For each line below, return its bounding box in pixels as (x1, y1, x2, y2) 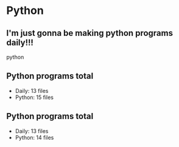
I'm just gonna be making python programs (6, 28, 174, 38)
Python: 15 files (15, 94, 54, 101)
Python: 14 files (15, 134, 54, 141)
